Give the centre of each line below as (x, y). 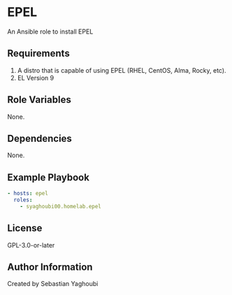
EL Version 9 (36, 78)
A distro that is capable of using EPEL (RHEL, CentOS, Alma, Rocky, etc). (122, 70)
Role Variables (39, 100)
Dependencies (39, 138)
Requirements (38, 53)
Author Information (50, 267)
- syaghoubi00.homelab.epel (60, 206)
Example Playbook (48, 177)
